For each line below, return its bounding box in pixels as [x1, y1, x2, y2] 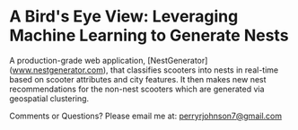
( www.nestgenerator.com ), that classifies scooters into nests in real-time [9, 65, 279, 75]
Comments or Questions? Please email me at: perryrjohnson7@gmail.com [9, 110, 283, 121]
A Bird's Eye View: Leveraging [9, 6, 239, 27]
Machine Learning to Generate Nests [9, 25, 289, 46]
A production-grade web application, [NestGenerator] [9, 55, 208, 65]
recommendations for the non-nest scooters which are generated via [9, 83, 265, 94]
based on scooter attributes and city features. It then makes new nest [9, 74, 267, 84]
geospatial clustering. [9, 92, 90, 104]
